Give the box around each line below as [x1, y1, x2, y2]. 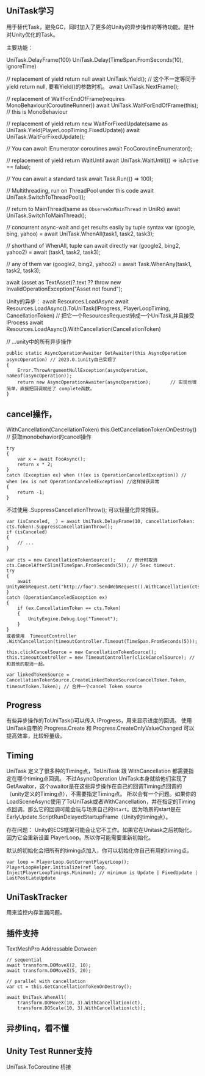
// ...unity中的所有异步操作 [6, 338, 72, 345]
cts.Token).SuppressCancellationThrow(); [6, 524, 113, 530]
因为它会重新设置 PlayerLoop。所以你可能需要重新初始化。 [6, 834, 154, 841]
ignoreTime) [6, 62, 37, 70]
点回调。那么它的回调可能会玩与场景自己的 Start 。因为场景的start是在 [6, 806, 181, 813]
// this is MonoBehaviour [6, 108, 68, 115]
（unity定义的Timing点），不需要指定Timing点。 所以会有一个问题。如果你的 [6, 790, 196, 798]
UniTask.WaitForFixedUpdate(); [6, 133, 85, 140]
